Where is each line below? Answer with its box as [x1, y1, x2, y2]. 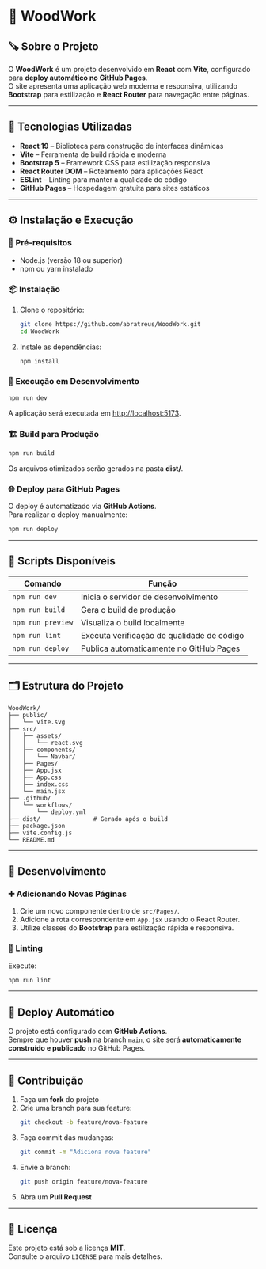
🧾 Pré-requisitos [8, 237, 73, 249]
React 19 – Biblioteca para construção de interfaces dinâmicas [19, 141, 224, 150]
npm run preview [12, 617, 74, 627]
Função [147, 578, 177, 589]
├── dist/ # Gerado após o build [8, 815, 169, 823]
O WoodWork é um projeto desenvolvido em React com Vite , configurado [8, 65, 251, 74]
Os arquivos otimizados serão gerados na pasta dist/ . [8, 463, 184, 473]
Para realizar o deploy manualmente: [8, 510, 128, 519]
